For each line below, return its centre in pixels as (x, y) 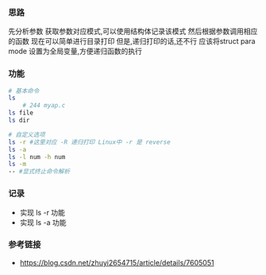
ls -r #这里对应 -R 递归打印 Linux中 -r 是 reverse (89, 142)
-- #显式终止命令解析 (39, 172)
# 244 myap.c (44, 106)
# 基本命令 (24, 91)
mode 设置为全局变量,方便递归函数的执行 (75, 51)
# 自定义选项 (27, 134)
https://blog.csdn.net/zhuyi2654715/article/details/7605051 (117, 262)
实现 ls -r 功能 (42, 212)
